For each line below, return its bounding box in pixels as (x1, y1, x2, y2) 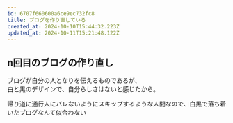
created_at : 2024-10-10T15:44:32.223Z (7, 23, 120, 30)
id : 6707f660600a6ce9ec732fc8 (7, 10, 95, 17)
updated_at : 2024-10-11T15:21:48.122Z (7, 29, 120, 37)
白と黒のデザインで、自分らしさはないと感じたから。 (7, 85, 160, 93)
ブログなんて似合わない (19, 108, 87, 117)
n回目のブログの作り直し (7, 57, 114, 68)
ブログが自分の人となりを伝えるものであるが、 (7, 77, 141, 85)
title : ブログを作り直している (7, 17, 86, 23)
